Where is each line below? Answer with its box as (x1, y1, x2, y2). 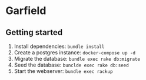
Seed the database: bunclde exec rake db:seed (14, 61, 129, 68)
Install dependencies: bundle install (14, 43, 105, 50)
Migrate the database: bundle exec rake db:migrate (14, 55, 141, 62)
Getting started (5, 27, 63, 37)
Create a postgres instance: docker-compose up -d (14, 49, 136, 56)
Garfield (5, 4, 47, 18)
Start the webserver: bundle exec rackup (14, 68, 113, 74)
